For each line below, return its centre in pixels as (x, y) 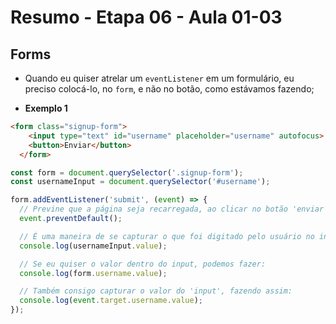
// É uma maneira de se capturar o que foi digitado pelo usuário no (167, 236)
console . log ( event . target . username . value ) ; (111, 301)
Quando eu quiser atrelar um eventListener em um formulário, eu (159, 78)
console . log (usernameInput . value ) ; (93, 246)
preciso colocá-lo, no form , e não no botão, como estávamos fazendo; (169, 89)
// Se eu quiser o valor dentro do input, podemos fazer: (143, 264)
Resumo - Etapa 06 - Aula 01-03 (146, 17)
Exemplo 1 (46, 108)
